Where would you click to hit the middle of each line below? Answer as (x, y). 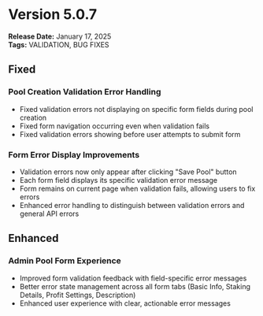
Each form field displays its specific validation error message (119, 180)
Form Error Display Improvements (74, 154)
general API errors (49, 214)
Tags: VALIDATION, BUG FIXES (59, 44)
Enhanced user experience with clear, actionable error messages (125, 303)
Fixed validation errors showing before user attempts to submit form (130, 134)
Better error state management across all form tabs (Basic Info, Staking (135, 286)
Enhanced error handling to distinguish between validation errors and (132, 205)
